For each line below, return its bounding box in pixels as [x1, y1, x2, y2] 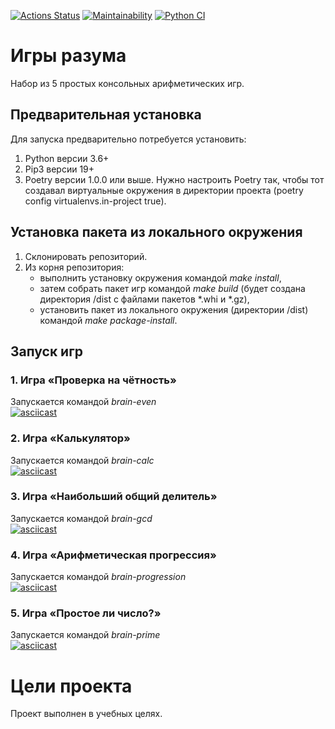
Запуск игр [10, 343, 84, 360]
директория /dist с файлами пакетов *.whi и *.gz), [39, 293, 250, 305]
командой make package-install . [39, 314, 178, 326]
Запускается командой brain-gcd [10, 512, 153, 524]
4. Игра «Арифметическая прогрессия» [10, 548, 217, 562]
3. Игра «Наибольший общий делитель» [10, 490, 218, 504]
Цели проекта [10, 675, 133, 697]
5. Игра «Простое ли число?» [10, 606, 162, 620]
